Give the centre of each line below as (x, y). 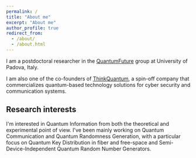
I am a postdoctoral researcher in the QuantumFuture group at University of (97, 61)
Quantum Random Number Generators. (104, 149)
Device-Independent (31, 149)
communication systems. (36, 91)
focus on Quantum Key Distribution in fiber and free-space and (82, 142)
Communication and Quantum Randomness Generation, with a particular (93, 136)
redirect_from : (25, 33)
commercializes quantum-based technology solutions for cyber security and (98, 85)
